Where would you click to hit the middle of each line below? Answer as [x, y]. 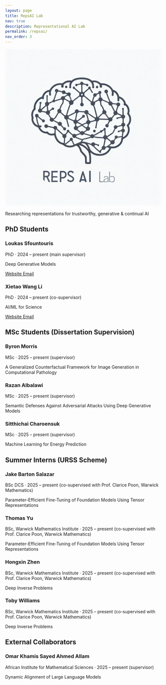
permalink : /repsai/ [27, 32]
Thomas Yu [19, 518]
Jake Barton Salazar [30, 474]
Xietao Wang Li [24, 286]
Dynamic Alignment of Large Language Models [53, 677]
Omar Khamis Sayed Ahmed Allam [47, 656]
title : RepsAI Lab [24, 16]
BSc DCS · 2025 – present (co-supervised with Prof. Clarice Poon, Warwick [82, 485]
